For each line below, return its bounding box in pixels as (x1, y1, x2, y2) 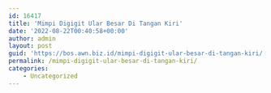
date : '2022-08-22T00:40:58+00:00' (8, 27, 129, 35)
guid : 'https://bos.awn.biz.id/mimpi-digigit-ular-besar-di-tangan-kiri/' (8, 49, 267, 57)
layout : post (8, 42, 53, 50)
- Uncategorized (23, 72, 79, 80)
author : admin (8, 34, 57, 43)
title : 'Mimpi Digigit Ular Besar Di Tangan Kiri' (8, 19, 183, 27)
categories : (8, 65, 49, 73)
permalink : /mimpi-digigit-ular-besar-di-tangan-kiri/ (8, 57, 198, 66)
